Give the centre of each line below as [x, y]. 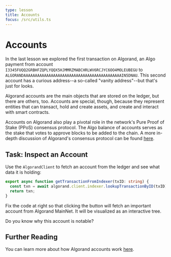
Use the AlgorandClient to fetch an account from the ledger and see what [83, 167]
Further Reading [32, 237]
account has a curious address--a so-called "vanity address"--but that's [81, 81]
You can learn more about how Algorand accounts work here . [70, 249]
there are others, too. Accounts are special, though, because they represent [85, 101]
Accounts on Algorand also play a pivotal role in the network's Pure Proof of [85, 122]
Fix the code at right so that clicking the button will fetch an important [78, 205]
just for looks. [20, 86]
